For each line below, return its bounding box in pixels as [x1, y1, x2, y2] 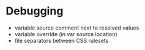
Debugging [6, 4, 64, 18]
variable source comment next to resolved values [14, 24, 139, 31]
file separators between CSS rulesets [14, 37, 109, 44]
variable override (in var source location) [14, 30, 117, 37]
